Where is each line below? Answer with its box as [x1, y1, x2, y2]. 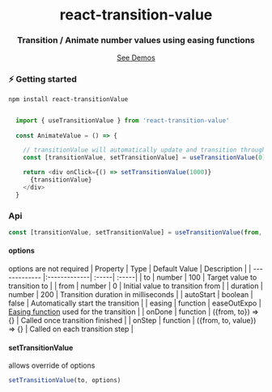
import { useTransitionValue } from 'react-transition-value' [15, 116, 230, 125]
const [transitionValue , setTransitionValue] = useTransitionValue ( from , [8, 228, 263, 236]
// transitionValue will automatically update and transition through [23, 146, 266, 155]
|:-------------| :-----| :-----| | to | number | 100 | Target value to [43, 273, 257, 283]
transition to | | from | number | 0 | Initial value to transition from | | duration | [8, 281, 263, 291]
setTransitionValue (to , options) [8, 377, 121, 385]
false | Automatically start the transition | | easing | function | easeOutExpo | [8, 298, 261, 309]
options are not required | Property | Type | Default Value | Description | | [8, 264, 252, 274]
